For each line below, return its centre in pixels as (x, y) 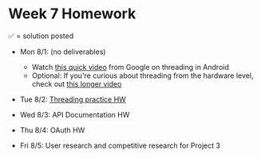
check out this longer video (77, 83)
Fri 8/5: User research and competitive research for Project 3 (120, 145)
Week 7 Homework (72, 14)
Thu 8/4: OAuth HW (52, 130)
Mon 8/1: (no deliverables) (63, 52)
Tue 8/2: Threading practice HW (73, 99)
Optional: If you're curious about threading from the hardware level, (142, 75)
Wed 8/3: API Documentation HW (75, 114)
